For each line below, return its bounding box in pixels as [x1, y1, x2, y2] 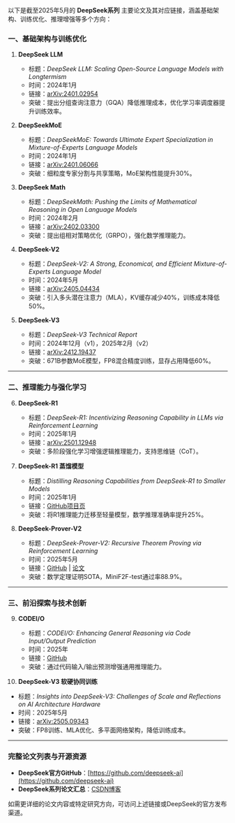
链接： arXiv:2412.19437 [28, 348, 96, 357]
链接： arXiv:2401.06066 [28, 160, 98, 169]
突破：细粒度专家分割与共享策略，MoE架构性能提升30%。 [28, 169, 196, 178]
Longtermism [28, 73, 67, 81]
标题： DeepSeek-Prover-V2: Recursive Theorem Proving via [28, 538, 202, 547]
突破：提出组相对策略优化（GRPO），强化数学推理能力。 [28, 231, 190, 240]
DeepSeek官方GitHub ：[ [17, 768, 90, 778]
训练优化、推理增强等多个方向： [20, 15, 112, 23]
